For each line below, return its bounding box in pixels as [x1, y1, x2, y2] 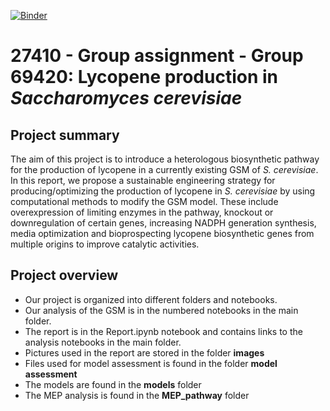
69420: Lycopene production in [10, 66, 278, 89]
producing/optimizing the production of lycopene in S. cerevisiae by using [10, 185, 316, 197]
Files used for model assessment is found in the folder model [24, 357, 278, 369]
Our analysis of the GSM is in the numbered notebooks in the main [24, 304, 299, 316]
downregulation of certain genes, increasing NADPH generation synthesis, [10, 217, 317, 229]
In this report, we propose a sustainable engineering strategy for [10, 175, 276, 186]
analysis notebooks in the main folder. [24, 336, 182, 348]
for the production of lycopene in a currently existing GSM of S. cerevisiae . [10, 164, 319, 175]
